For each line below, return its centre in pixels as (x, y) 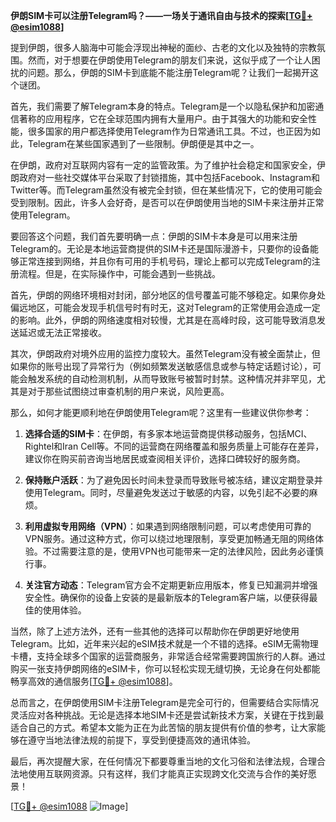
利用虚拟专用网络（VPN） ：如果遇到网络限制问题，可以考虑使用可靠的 (168, 526)
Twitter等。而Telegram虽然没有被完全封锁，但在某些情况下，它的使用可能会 (166, 190)
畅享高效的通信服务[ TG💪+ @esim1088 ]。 (94, 681)
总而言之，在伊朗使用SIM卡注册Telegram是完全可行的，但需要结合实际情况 (165, 702)
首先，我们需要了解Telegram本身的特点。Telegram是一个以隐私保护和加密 (163, 106)
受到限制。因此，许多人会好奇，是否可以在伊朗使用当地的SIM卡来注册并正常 (167, 202)
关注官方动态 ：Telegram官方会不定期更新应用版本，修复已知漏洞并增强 (171, 585)
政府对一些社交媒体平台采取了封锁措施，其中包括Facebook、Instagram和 (169, 177)
